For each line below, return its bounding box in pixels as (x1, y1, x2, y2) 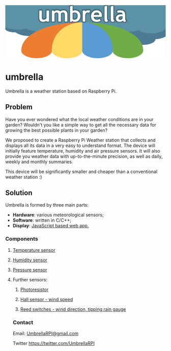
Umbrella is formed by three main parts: (5, 202, 89, 208)
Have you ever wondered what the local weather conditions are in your (5, 116, 154, 122)
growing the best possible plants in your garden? (5, 127, 108, 133)
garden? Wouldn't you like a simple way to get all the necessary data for (5, 122, 156, 128)
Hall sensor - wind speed (20, 296, 73, 302)
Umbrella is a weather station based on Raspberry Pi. (5, 88, 117, 94)
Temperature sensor (12, 247, 55, 253)
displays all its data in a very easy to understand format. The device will (5, 142, 155, 149)
